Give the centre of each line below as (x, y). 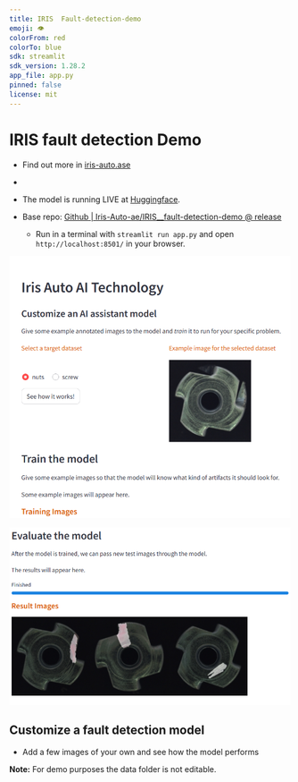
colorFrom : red (37, 38)
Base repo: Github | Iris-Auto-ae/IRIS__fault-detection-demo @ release (152, 217)
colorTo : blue (36, 47)
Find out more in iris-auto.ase (76, 165)
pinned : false (36, 85)
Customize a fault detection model (107, 731)
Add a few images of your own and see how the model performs (141, 752)
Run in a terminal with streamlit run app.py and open (135, 234)
